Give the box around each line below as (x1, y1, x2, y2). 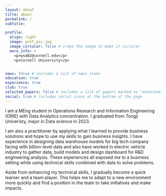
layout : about (5, 7, 35, 12)
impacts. (5, 185, 23, 191)
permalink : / (5, 16, 32, 21)
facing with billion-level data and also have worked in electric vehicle (5, 143, 146, 149)
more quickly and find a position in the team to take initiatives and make (5, 180, 151, 186)
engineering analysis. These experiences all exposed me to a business (5, 154, 149, 160)
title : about (5, 12, 32, 17)
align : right (9, 35, 37, 40)
